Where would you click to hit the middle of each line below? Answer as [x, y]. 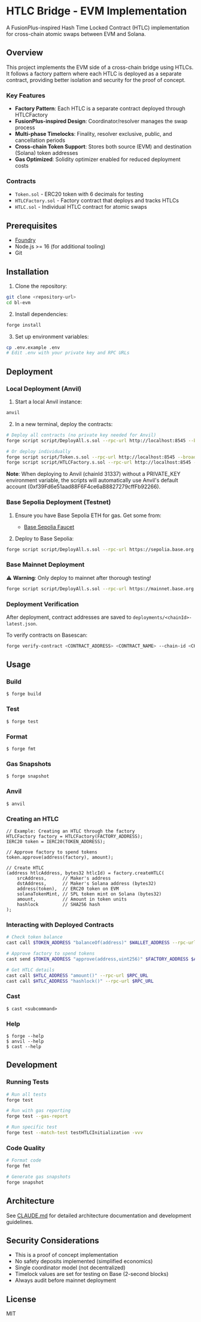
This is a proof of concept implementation [66, 1255]
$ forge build [24, 694]
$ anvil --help [25, 1041]
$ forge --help [25, 1036]
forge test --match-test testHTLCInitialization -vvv [75, 1133]
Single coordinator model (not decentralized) [70, 1268]
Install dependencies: [41, 314]
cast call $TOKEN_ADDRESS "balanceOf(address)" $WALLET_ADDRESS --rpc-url [101, 943]
